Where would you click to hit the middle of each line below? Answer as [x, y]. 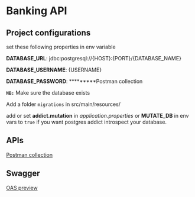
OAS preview [22, 188]
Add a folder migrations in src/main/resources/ [64, 104]
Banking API [37, 11]
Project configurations [48, 33]
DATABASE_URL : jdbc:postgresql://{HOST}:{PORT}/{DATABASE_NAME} [94, 58]
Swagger [23, 174]
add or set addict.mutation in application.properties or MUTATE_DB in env [97, 116]
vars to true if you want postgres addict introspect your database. [87, 122]
